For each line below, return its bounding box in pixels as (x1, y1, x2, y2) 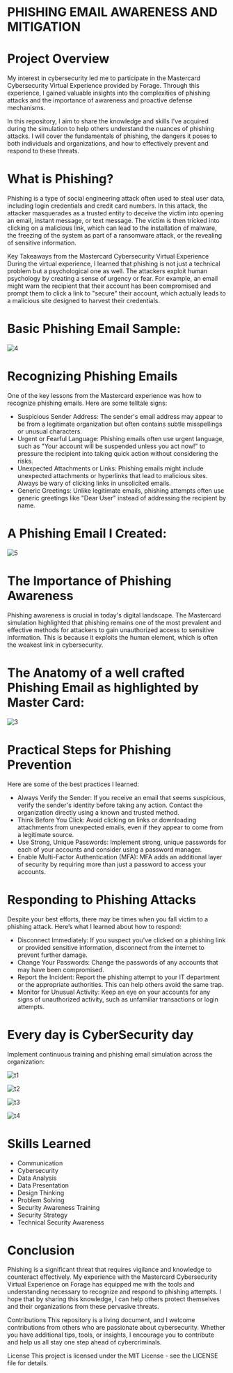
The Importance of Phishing (7, 573, 172, 589)
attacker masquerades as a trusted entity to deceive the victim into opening (7, 209, 224, 217)
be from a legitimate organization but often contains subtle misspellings (17, 420, 223, 428)
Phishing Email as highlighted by (7, 680, 200, 696)
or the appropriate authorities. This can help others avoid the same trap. (17, 980, 224, 988)
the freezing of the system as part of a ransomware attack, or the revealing (7, 231, 223, 240)
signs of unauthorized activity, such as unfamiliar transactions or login (17, 995, 219, 1004)
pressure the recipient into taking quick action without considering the (17, 449, 219, 457)
